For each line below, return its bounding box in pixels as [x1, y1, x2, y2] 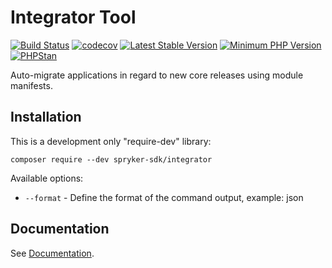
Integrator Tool [10, 6, 137, 29]
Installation [10, 109, 82, 126]
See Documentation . [10, 247, 95, 259]
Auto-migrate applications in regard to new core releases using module [10, 69, 304, 81]
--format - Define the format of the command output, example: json [24, 191, 304, 203]
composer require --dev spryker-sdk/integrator [10, 154, 213, 165]
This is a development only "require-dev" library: [10, 135, 212, 147]
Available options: [10, 172, 84, 184]
